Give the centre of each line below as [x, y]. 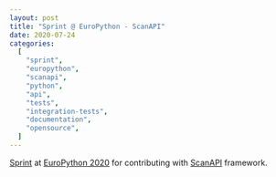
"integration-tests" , [67, 111]
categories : [32, 43]
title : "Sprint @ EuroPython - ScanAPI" [88, 26]
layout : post [34, 18]
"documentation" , [59, 120]
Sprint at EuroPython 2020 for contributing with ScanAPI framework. [138, 162]
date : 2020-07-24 [42, 35]
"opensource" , [53, 129]
